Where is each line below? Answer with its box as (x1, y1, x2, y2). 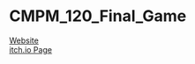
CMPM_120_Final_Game (9, 6, 187, 26)
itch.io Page (9, 44, 53, 54)
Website (9, 35, 40, 46)
